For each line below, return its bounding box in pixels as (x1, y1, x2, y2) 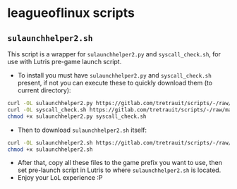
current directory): (17, 86, 72, 94)
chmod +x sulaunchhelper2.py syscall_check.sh (7, 113, 147, 120)
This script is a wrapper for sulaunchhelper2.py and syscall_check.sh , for (7, 50, 221, 58)
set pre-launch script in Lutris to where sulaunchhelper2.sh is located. (17, 166, 221, 174)
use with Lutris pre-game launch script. (7, 58, 122, 66)
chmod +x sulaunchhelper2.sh (7, 146, 93, 153)
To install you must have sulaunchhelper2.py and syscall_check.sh (17, 71, 212, 79)
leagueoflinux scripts (7, 5, 135, 21)
